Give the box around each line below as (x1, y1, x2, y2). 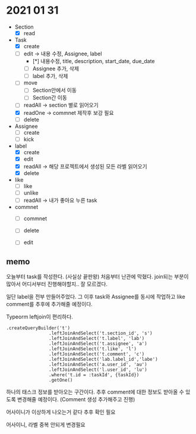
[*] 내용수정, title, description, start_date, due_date (32, 58, 156, 65)
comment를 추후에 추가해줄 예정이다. (6, 301, 93, 308)
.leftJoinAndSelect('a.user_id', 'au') (48, 361, 147, 368)
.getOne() (48, 377, 73, 383)
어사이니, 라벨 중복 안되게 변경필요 (6, 421, 86, 429)
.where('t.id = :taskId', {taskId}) (48, 372, 140, 378)
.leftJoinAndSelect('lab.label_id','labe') (48, 357, 159, 363)
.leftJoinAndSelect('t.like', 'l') (48, 346, 137, 352)
